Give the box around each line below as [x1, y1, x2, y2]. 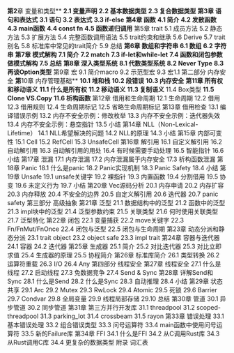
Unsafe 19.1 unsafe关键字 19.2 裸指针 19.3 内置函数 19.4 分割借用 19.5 [21, 172, 219, 181]
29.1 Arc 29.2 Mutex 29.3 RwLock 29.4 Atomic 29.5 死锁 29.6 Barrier [20, 286, 218, 294]
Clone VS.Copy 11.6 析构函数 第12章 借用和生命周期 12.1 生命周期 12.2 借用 [7, 94, 221, 102]
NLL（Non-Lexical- [142, 120, 198, 128]
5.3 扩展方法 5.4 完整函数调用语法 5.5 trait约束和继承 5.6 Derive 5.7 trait [20, 33, 226, 41]
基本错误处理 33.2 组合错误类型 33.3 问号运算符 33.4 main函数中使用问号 [7, 321, 217, 329]
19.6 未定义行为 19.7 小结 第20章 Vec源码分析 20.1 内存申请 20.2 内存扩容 [15, 181, 224, 189]
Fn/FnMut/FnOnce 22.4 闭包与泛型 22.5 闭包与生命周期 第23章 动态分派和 [7, 225, 219, 233]
